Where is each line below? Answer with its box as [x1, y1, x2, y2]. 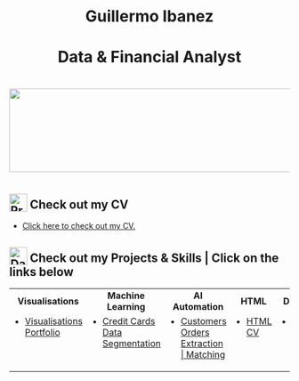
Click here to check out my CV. [21, 221, 136, 231]
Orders [181, 326, 210, 338]
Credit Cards [101, 314, 156, 327]
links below [9, 264, 74, 280]
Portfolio [25, 326, 61, 338]
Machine [107, 289, 145, 302]
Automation [172, 300, 224, 312]
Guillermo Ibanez [85, 6, 214, 27]
